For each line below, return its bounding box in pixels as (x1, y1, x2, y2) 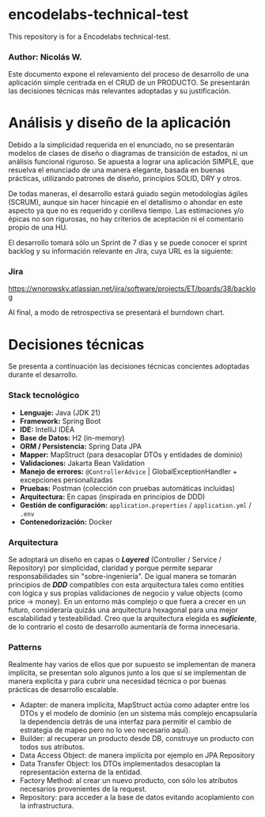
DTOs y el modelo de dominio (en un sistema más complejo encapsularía (19, 709, 258, 718)
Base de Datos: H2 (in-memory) (19, 433, 125, 442)
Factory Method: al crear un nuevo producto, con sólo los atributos (19, 776, 238, 785)
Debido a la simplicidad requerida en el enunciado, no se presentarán (8, 140, 235, 149)
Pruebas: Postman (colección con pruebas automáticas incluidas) (19, 483, 236, 493)
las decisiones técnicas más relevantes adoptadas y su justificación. (8, 86, 231, 96)
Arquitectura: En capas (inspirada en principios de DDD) (19, 492, 206, 501)
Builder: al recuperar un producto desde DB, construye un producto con (19, 734, 255, 743)
